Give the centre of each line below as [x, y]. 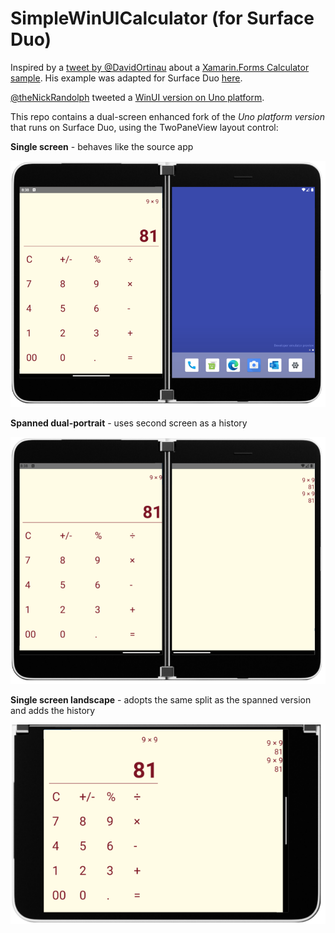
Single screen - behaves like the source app [102, 146]
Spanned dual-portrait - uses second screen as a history [129, 423]
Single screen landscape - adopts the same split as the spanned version [161, 699]
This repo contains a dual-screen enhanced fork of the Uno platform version [168, 116]
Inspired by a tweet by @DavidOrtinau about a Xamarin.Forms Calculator [160, 67]
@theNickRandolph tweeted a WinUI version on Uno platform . [137, 97]
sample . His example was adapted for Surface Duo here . [126, 78]
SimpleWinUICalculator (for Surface [162, 18]
